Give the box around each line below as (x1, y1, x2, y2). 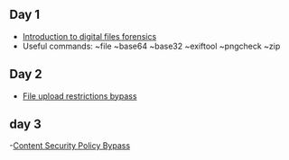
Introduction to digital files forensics (22, 31, 157, 41)
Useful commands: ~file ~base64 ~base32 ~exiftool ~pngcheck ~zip (22, 40, 281, 51)
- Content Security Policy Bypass (9, 140, 131, 151)
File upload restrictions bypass (22, 90, 137, 102)
